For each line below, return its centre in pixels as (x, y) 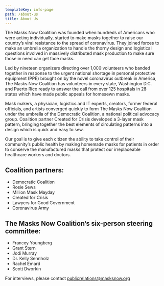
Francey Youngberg (32, 243)
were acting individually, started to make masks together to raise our (74, 38)
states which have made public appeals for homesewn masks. (68, 94)
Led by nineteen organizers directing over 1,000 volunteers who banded (78, 68)
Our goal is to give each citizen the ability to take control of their (70, 139)
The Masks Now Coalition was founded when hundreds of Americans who (80, 33)
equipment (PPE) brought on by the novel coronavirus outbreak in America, (81, 78)
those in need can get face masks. (40, 59)
